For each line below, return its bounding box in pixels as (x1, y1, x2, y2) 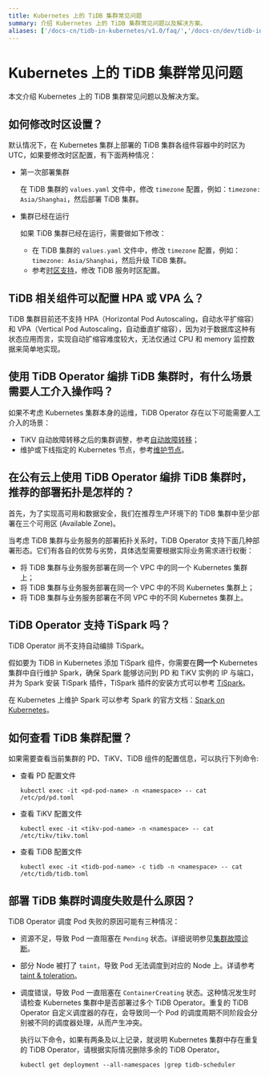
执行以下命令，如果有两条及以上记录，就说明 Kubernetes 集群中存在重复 (19, 1035, 259, 1044)
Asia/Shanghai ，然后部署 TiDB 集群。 (19, 194, 143, 204)
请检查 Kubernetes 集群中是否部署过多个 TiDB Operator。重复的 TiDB (19, 998, 249, 1007)
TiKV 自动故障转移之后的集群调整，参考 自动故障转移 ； (19, 435, 200, 444)
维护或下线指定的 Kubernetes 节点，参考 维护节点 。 (19, 444, 189, 454)
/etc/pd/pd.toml (19, 794, 74, 802)
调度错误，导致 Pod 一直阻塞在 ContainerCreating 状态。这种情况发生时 (19, 988, 257, 997)
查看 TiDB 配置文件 (19, 847, 82, 856)
